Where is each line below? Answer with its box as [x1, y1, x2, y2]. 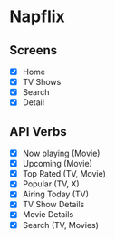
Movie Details [22, 209, 74, 220]
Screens [9, 43, 57, 58]
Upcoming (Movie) [22, 158, 93, 169]
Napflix [9, 6, 65, 27]
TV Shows [22, 77, 62, 88]
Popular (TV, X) [22, 178, 80, 189]
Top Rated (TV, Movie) [22, 168, 107, 179]
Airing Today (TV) [22, 188, 89, 200]
